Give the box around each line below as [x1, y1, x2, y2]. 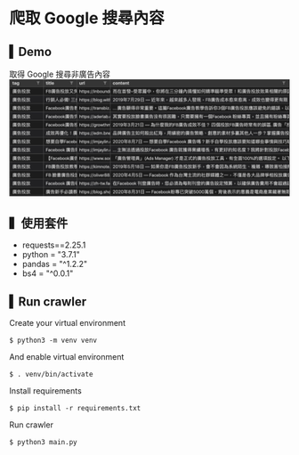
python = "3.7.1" [21, 249, 80, 260]
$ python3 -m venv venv [9, 336, 98, 345]
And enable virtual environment [9, 352, 125, 362]
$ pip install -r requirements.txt [9, 404, 141, 413]
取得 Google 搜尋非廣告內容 [9, 69, 111, 79]
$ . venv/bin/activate [9, 370, 93, 379]
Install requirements [9, 386, 82, 396]
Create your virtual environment [9, 318, 126, 329]
